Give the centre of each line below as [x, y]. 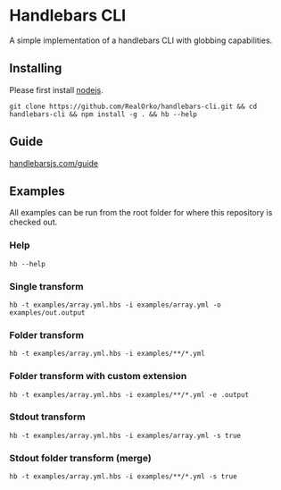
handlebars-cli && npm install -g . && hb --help [103, 114]
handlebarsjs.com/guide [54, 163]
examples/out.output [48, 313]
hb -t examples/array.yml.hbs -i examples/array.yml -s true [125, 435]
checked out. [33, 222]
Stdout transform [48, 417]
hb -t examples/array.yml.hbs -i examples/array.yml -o [115, 305]
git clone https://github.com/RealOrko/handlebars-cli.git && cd [133, 106]
